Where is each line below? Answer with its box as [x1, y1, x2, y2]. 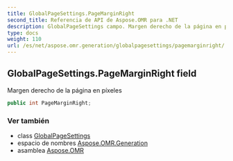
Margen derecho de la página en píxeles [7, 86, 123, 94]
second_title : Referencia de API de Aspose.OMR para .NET [7, 17, 178, 23]
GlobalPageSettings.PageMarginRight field [7, 68, 197, 79]
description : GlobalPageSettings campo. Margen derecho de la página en [7, 23, 222, 30]
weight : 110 [7, 36, 42, 43]
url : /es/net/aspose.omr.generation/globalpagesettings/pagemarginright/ [7, 42, 225, 49]
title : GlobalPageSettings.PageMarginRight [7, 10, 135, 17]
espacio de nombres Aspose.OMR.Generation [17, 139, 148, 147]
